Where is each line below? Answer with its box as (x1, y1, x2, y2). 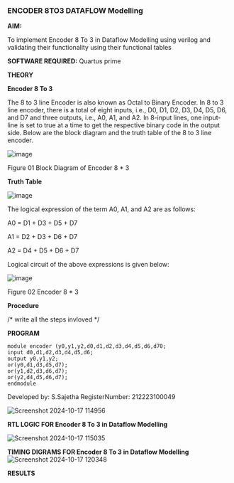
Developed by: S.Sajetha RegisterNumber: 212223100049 (7, 393, 176, 401)
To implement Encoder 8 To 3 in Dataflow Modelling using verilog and (7, 36, 211, 44)
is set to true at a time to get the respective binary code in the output (19, 121, 221, 129)
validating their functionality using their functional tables (7, 43, 172, 52)
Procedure (7, 302, 39, 310)
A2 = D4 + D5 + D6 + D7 (7, 246, 79, 255)
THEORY (7, 70, 34, 80)
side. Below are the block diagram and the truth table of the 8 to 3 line (7, 129, 212, 137)
